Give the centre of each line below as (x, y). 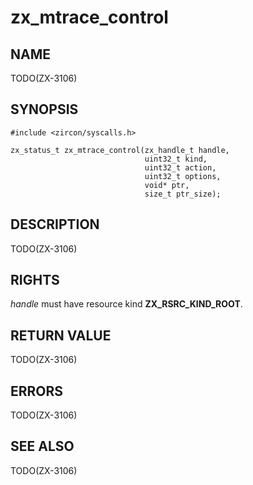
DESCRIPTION (55, 224)
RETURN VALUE (61, 335)
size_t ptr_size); (183, 194)
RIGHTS (35, 280)
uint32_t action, (180, 167)
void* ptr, (167, 185)
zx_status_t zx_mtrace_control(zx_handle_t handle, (120, 150)
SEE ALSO (42, 446)
